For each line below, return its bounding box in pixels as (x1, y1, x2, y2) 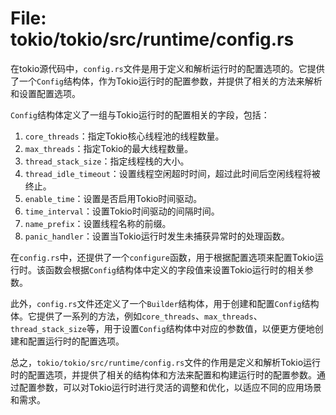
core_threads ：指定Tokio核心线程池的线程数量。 (24, 130, 225, 142)
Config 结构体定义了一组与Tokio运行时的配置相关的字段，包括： (10, 108, 270, 121)
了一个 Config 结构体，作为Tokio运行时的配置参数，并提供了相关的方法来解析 (10, 75, 323, 87)
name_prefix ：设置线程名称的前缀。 (24, 217, 172, 229)
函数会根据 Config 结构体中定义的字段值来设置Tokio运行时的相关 (44, 263, 305, 276)
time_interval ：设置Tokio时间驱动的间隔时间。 (24, 205, 220, 217)
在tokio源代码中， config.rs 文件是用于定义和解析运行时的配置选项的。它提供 (10, 62, 325, 74)
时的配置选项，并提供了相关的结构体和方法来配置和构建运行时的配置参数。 (10, 368, 317, 381)
